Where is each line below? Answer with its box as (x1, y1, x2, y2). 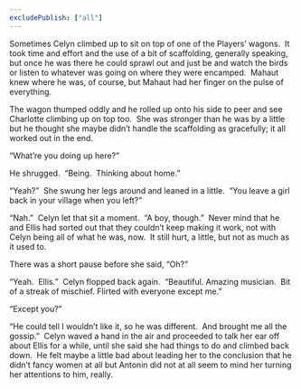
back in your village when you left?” (9, 194, 143, 205)
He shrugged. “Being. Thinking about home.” (9, 167, 181, 178)
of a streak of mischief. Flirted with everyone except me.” (9, 286, 222, 297)
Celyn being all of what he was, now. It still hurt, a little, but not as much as (9, 232, 290, 242)
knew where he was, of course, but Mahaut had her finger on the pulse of (9, 76, 285, 87)
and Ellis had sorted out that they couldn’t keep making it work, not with (9, 222, 277, 232)
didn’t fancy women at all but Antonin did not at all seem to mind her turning (9, 359, 292, 370)
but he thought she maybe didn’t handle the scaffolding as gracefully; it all (9, 123, 287, 134)
